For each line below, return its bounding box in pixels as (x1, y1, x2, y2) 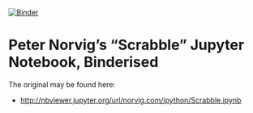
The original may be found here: (8, 79, 116, 89)
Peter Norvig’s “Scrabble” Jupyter (8, 36, 245, 54)
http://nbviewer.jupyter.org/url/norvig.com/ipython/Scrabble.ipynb (19, 95, 242, 105)
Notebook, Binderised (8, 53, 159, 72)
